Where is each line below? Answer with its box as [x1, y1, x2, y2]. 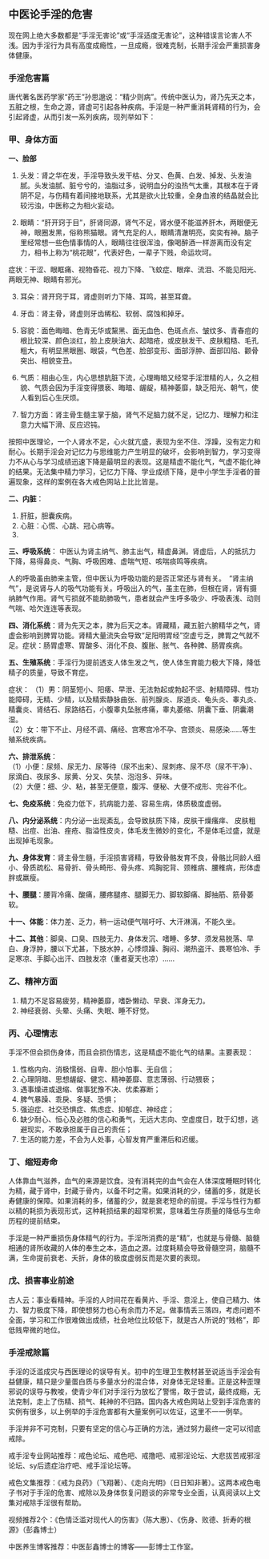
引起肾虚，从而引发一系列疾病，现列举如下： [8, 112, 156, 122]
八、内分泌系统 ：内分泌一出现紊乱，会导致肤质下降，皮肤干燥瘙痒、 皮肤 [8, 816, 249, 826]
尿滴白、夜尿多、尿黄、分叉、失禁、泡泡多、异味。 [8, 772, 177, 782]
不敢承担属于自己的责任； [47, 1124, 133, 1134]
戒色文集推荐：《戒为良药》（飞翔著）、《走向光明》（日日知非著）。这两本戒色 [8, 1477, 254, 1487]
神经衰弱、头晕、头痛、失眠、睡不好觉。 [19, 1006, 154, 1015]
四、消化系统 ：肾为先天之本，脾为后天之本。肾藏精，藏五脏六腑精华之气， [8, 621, 254, 630]
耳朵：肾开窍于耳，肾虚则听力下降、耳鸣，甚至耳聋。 [19, 291, 196, 302]
